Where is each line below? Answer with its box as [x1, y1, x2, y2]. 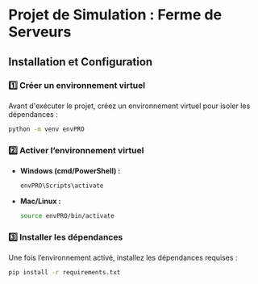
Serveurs [8, 23, 72, 41]
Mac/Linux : [19, 196, 61, 206]
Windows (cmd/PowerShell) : [19, 166, 121, 176]
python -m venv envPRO [8, 125, 85, 133]
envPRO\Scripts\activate [19, 182, 104, 190]
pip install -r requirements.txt [8, 269, 121, 277]
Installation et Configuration [8, 55, 153, 69]
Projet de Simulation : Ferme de [8, 6, 223, 24]
